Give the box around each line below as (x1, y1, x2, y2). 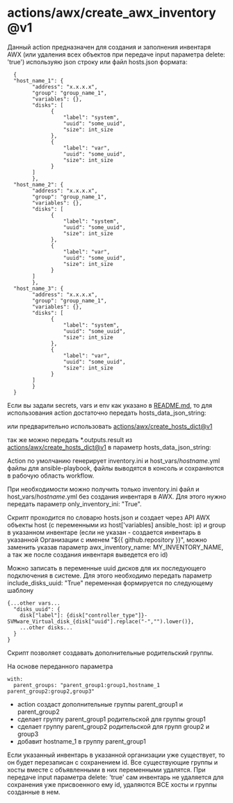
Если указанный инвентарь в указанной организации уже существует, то (7, 751, 225, 759)
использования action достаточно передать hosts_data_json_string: (7, 408, 207, 417)
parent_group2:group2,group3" (7, 688, 95, 695)
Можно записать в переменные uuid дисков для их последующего (7, 563, 207, 572)
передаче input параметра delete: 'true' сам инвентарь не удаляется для (7, 773, 224, 781)
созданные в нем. (7, 788, 61, 796)
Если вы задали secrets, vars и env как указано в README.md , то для (7, 401, 213, 409)
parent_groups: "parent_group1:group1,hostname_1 (13, 682, 160, 688)
